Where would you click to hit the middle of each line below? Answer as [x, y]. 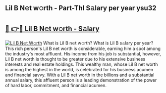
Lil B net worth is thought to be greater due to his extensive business [75, 59]
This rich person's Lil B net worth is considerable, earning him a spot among [83, 48]
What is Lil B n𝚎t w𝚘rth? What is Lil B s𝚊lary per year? [98, 43]
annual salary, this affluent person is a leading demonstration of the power [81, 80]
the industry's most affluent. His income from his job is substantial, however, [83, 54]
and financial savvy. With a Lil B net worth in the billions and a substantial [80, 75]
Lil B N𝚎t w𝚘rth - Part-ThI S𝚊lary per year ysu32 [81, 8]
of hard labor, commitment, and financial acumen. [56, 85]
